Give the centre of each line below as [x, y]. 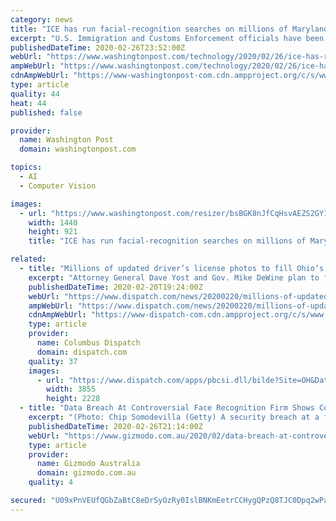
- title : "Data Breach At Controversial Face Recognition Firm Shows [167, 408]
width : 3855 [71, 389]
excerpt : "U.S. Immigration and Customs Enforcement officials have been [167, 38]
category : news [42, 19]
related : [28, 259]
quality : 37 [53, 361]
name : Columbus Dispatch [88, 343]
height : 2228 [73, 399]
